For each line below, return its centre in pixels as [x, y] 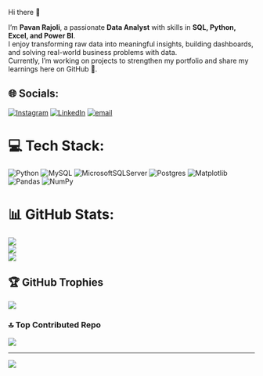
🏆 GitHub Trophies [56, 283]
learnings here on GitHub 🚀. [53, 69]
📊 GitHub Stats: [61, 214]
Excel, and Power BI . [42, 36]
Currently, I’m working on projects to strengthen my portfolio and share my [128, 60]
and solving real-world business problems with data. [93, 52]
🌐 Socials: [34, 94]
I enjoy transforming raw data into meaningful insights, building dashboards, [131, 44]
